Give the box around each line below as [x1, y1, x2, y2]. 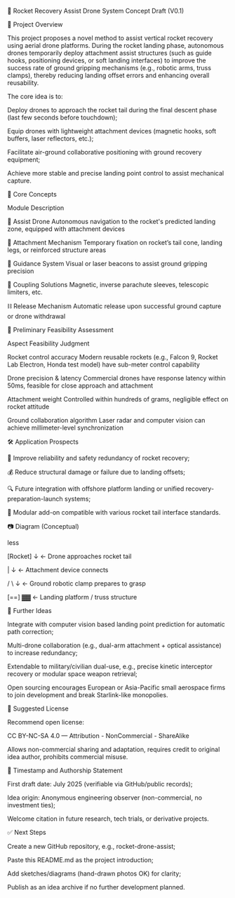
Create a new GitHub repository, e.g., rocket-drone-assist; [7, 843, 176, 850]
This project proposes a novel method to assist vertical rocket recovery [7, 34, 213, 42]
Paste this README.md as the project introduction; [7, 856, 154, 864]
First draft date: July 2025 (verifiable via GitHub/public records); [7, 780, 193, 788]
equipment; [7, 155, 41, 164]
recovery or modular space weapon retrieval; [7, 670, 138, 678]
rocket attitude [7, 402, 50, 411]
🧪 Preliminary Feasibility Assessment [7, 326, 114, 334]
